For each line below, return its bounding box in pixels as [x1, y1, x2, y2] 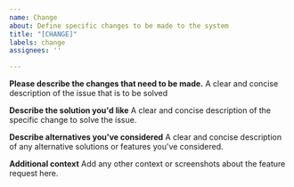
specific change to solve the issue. [9, 115, 137, 126]
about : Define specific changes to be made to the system [9, 21, 229, 30]
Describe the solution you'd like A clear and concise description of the [9, 105, 272, 116]
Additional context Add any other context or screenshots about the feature [9, 159, 286, 169]
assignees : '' [9, 46, 62, 55]
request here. [9, 168, 59, 179]
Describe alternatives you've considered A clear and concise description [9, 132, 282, 142]
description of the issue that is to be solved [9, 88, 168, 99]
